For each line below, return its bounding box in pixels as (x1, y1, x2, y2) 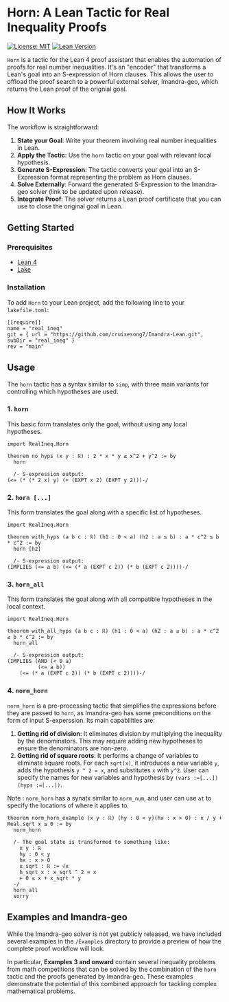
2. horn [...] (7, 492, 51, 502)
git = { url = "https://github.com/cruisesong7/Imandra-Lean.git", (7, 331, 204, 338)
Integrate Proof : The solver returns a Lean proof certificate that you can (16, 195, 221, 203)
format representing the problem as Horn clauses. (50, 173, 191, 181)
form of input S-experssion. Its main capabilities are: (7, 716, 156, 724)
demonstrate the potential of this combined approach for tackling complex (7, 979, 217, 988)
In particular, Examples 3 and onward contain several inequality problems (7, 957, 216, 966)
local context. (7, 602, 46, 611)
